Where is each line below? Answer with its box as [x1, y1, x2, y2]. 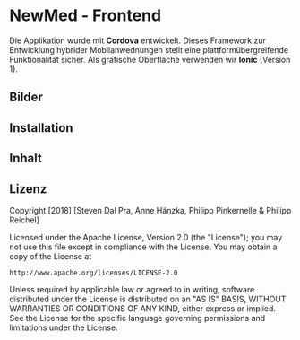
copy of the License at [9, 250, 92, 261]
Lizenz [9, 181, 47, 196]
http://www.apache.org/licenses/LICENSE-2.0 [9, 268, 178, 277]
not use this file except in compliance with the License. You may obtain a [9, 241, 278, 252]
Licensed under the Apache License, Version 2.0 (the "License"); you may [9, 231, 283, 242]
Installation [9, 120, 73, 135]
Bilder [9, 90, 43, 105]
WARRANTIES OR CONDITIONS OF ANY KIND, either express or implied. [9, 302, 276, 314]
